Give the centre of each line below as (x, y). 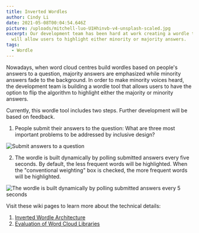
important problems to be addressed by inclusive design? (85, 134)
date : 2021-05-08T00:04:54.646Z (46, 23)
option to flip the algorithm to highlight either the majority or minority (90, 92)
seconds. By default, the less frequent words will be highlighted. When (101, 163)
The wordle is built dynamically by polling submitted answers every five (102, 158)
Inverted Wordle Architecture (50, 217)
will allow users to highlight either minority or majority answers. (99, 39)
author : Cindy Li (28, 17)
